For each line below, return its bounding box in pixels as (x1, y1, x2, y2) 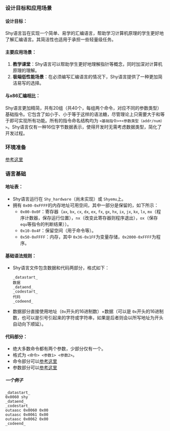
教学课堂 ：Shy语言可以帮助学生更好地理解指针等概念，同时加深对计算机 (12, 61, 163, 67)
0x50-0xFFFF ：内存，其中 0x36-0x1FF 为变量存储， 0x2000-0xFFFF (20, 233, 152, 240)
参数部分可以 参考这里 (12, 365, 57, 371)
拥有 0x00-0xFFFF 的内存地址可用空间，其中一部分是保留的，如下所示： (12, 202, 159, 208)
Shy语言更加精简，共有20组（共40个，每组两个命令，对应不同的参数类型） (5, 105, 162, 111)
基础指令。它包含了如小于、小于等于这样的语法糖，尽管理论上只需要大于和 (5, 111, 160, 117)
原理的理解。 (12, 67, 39, 74)
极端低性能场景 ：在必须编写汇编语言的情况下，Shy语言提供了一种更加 (12, 74, 158, 80)
